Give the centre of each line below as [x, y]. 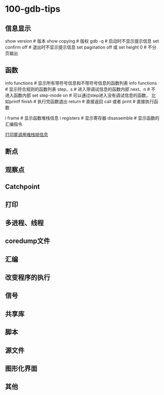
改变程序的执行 [28, 277]
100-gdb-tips [33, 9]
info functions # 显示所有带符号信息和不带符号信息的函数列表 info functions [81, 83]
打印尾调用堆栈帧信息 [26, 134]
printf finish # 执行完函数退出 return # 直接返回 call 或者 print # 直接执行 [82, 101]
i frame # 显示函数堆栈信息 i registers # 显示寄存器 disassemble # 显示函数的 [82, 118]
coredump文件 [28, 241]
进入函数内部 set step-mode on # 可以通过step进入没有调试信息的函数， [78, 95]
